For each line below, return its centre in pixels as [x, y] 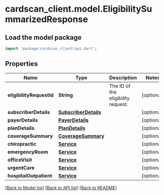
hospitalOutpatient [30, 175]
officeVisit [20, 160]
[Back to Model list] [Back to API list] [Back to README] [61, 188]
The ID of [120, 86]
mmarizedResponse [47, 19]
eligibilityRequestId [31, 95]
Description [123, 78]
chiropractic [22, 144]
